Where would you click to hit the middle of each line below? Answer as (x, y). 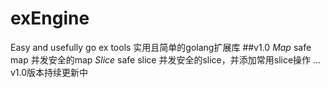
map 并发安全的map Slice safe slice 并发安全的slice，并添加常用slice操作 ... (166, 59)
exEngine (50, 18)
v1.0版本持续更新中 (49, 72)
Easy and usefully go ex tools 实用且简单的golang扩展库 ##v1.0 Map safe (161, 47)
